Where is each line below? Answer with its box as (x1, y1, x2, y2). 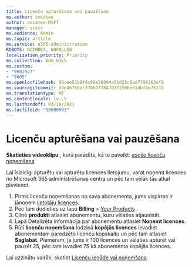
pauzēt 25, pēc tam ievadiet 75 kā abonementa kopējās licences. (14, 243, 172, 250)
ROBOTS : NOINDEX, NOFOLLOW (6, 47, 72, 53)
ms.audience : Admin (6, 31, 54, 36)
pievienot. (6, 181, 31, 188)
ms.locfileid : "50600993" (6, 107, 69, 113)
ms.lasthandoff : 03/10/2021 (6, 101, 75, 107)
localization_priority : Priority (6, 52, 88, 58)
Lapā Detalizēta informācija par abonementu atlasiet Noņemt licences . (14, 218, 186, 225)
